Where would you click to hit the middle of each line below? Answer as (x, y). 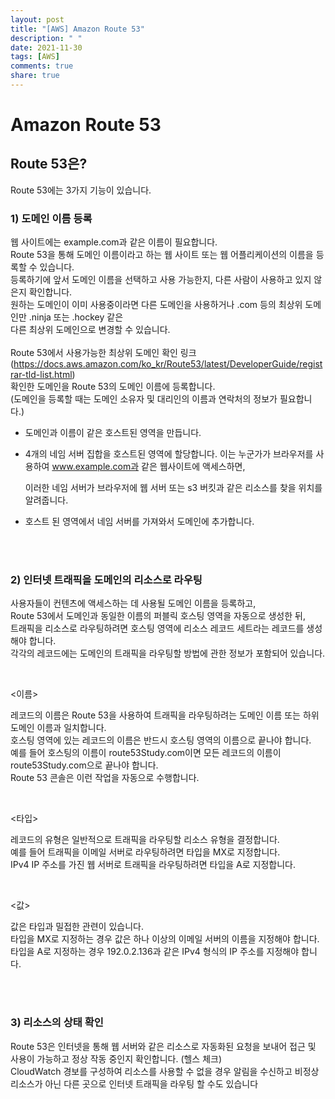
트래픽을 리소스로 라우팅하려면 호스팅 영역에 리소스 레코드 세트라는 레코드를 (157, 628)
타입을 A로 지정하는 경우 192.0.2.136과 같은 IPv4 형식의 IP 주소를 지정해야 (155, 952)
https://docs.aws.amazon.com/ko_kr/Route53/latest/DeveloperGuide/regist (168, 364)
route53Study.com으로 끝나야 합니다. (84, 765)
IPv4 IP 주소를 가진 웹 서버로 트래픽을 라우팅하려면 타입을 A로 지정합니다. (153, 865)
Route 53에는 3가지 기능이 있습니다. (81, 190)
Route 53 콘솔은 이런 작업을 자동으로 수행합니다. (105, 778)
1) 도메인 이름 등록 (51, 218)
